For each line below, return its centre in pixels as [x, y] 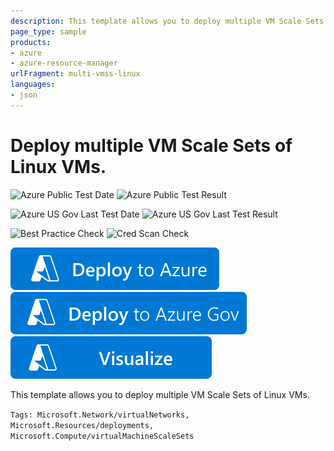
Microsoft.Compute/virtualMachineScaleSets [102, 436]
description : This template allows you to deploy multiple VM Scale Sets [167, 21]
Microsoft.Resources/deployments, [82, 425]
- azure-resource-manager [64, 63]
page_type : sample [48, 31]
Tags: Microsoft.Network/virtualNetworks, [100, 415]
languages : [33, 85]
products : [31, 42]
